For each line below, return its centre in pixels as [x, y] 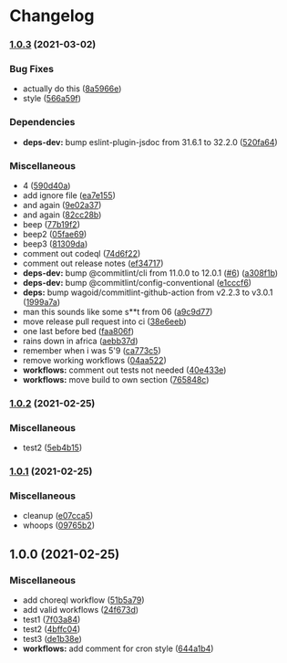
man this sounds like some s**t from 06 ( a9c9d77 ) [118, 312]
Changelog [52, 16]
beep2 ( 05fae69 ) [55, 234]
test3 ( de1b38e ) [52, 639]
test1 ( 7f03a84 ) [51, 620]
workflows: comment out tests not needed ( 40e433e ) [124, 370]
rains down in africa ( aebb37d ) [80, 341]
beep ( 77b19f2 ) [51, 224]
